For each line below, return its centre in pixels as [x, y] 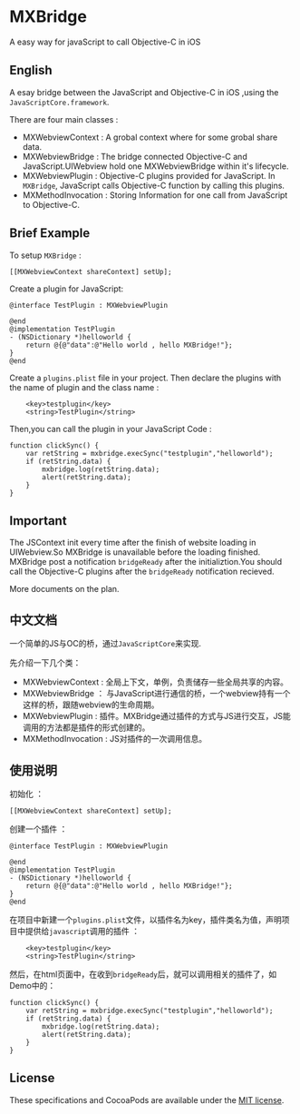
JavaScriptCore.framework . [59, 102]
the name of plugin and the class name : [84, 387]
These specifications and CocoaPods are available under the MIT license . [147, 1099]
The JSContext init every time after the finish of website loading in [133, 543]
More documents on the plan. [64, 589]
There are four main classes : [64, 119]
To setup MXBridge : [45, 255]
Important [38, 521]
